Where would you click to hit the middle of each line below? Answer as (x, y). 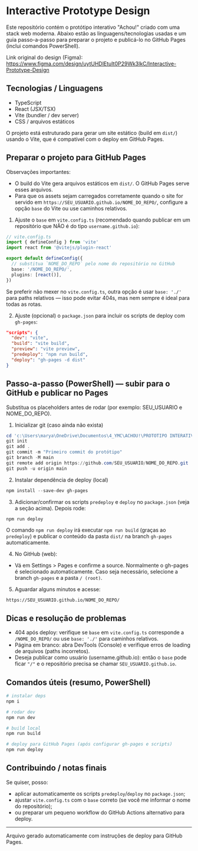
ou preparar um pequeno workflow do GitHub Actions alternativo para (100, 812)
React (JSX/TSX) (35, 109)
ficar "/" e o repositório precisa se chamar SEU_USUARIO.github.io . (95, 664)
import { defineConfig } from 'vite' (52, 242)
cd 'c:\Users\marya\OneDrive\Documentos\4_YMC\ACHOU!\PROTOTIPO (87, 436)
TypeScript (28, 103)
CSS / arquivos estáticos (44, 121)
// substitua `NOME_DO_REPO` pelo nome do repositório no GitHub (93, 264)
